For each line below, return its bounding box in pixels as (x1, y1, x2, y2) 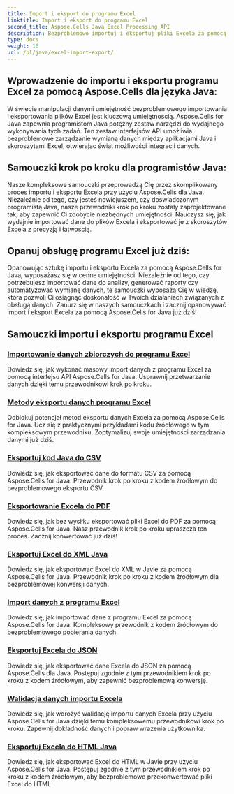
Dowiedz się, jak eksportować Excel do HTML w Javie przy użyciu (7, 758, 198, 766)
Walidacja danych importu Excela (7, 693, 123, 703)
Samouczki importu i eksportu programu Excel (7, 328, 214, 340)
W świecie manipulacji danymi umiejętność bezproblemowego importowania (7, 104, 228, 112)
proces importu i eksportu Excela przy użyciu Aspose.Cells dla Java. (7, 188, 205, 196)
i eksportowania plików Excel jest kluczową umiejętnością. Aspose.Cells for (7, 112, 224, 120)
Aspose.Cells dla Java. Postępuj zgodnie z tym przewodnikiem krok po (7, 668, 211, 677)
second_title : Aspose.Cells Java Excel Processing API (7, 23, 170, 30)
